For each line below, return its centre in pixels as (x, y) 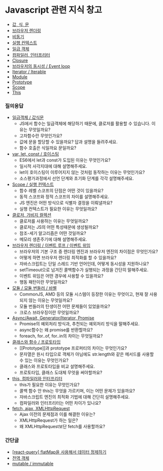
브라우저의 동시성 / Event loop (41, 66)
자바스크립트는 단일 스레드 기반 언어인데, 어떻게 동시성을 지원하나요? (84, 264)
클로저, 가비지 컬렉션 (32, 215)
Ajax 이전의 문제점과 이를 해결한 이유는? (57, 414)
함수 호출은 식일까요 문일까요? (48, 148)
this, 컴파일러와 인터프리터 (37, 379)
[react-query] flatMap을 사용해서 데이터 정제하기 (59, 452)
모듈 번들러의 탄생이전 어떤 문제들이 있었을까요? (65, 306)
